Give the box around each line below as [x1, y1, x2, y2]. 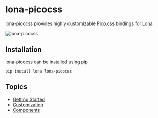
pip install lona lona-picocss [5, 68, 72, 74]
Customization [12, 101, 43, 108]
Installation [5, 45, 42, 54]
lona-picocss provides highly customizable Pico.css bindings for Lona [5, 20, 153, 27]
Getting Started [12, 96, 45, 102]
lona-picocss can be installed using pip [5, 59, 88, 65]
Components [12, 107, 40, 113]
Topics [5, 83, 28, 91]
